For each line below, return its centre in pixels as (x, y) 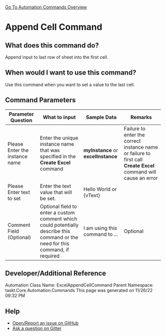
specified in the (58, 156)
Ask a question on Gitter (37, 329)
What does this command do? (52, 45)
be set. (48, 198)
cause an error (141, 178)
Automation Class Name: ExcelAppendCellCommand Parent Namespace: (80, 285)
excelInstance (100, 156)
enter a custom (57, 212)
